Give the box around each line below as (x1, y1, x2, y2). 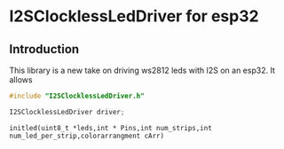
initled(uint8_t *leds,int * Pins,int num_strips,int (9, 123, 213, 132)
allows (9, 74, 33, 85)
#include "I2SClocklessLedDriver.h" (9, 91, 145, 100)
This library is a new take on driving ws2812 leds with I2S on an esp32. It (9, 65, 275, 75)
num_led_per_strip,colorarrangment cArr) (9, 131, 165, 140)
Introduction (9, 42, 80, 57)
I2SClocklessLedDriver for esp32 (9, 6, 259, 27)
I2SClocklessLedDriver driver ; (9, 107, 125, 116)
